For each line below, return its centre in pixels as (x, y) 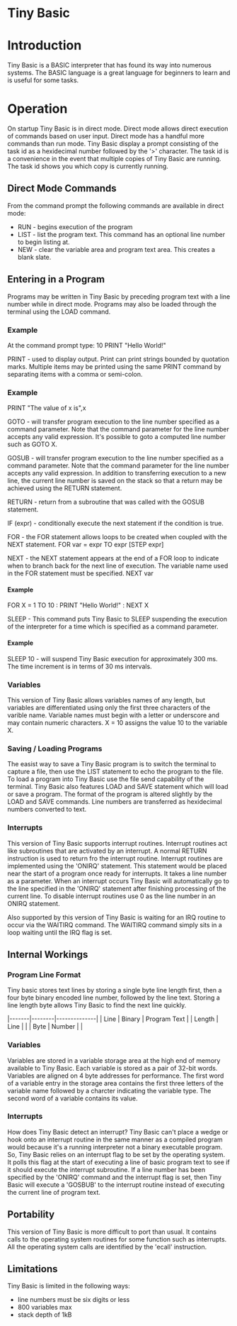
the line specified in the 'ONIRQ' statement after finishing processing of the (117, 888)
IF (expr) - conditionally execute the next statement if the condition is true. (116, 524)
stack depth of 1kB (45, 1315)
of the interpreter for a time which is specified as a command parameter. (113, 626)
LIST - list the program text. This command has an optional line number (121, 234)
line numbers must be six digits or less (74, 1300)
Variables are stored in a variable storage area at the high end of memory (114, 1060)
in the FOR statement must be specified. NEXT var (80, 573)
